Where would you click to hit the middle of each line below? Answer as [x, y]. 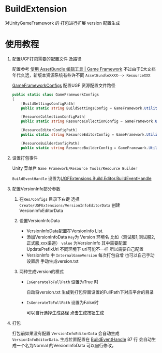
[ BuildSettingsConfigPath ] [48, 104]
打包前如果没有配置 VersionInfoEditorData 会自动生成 [66, 333]
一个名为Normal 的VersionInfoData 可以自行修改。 [66, 345]
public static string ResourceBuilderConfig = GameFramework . [85, 148]
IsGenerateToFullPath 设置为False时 [63, 302]
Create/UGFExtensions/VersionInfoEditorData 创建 [70, 205]
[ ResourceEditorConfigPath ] [49, 130]
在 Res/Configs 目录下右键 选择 [49, 199]
